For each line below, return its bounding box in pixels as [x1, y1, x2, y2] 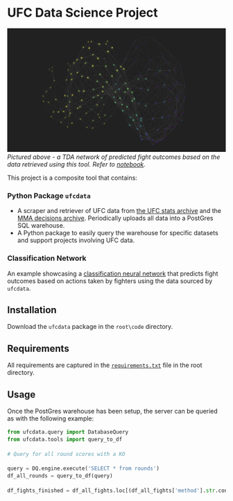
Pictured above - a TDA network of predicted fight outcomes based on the [7, 153, 221, 161]
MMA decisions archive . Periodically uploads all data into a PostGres [17, 214, 214, 223]
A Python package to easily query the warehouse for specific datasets [17, 229, 218, 237]
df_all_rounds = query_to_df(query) [7, 473, 113, 479]
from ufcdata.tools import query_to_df [7, 436, 123, 443]
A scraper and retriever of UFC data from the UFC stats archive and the [17, 207, 222, 215]
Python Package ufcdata [7, 191, 92, 201]
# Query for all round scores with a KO [7, 450, 126, 457]
